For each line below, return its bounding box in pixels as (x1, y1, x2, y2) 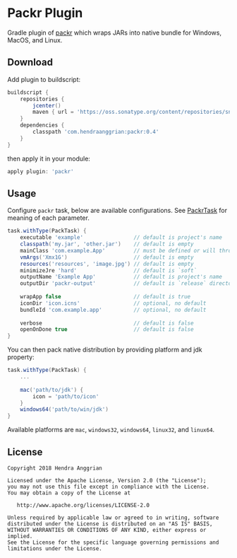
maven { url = (32, 108, 74, 116)
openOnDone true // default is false (20, 326, 194, 333)
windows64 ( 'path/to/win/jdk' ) (20, 406, 109, 413)
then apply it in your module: (7, 154, 90, 163)
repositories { (20, 95, 65, 103)
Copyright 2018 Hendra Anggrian (7, 465, 102, 472)
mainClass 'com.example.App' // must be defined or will (20, 247, 217, 254)
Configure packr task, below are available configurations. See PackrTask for (7, 207, 228, 215)
